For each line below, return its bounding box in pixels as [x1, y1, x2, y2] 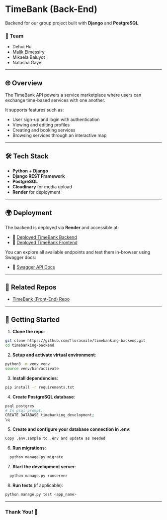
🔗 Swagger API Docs [12, 264, 55, 270]
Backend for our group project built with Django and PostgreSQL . [5, 20, 140, 26]
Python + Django [12, 168, 49, 174]
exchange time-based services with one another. [5, 97, 105, 103]
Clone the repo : [12, 329, 45, 335]
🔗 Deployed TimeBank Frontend [12, 239, 78, 245]
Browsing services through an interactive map [12, 132, 107, 138]
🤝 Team [5, 32, 24, 39]
